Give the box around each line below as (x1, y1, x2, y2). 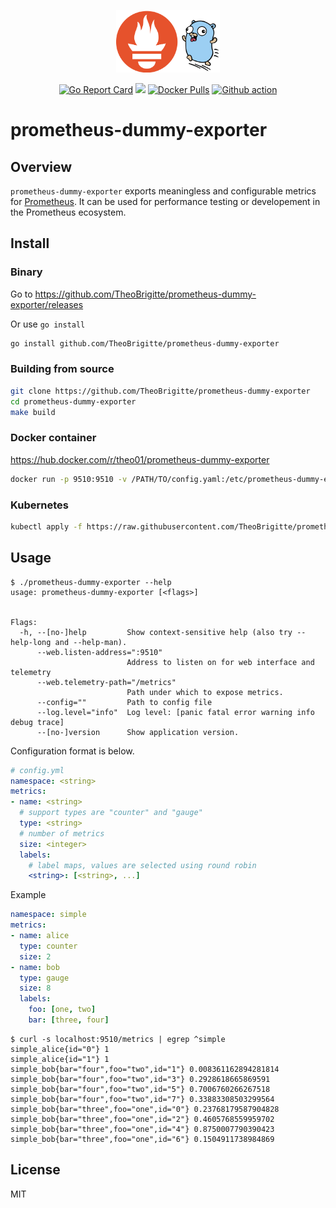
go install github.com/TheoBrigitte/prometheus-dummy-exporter (10, 338, 280, 349)
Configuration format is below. (10, 745, 135, 757)
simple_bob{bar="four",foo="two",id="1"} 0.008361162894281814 (10, 1064, 280, 1074)
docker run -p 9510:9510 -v (10, 474, 128, 484)
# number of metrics (19, 828, 105, 839)
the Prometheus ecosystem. (10, 206, 127, 218)
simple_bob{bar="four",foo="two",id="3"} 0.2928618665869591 (10, 1074, 271, 1084)
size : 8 (19, 983, 52, 994)
